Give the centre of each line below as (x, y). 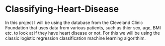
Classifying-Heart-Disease (62, 9)
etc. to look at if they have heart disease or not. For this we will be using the (82, 33)
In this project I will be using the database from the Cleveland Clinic (74, 23)
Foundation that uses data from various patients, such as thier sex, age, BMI (83, 27)
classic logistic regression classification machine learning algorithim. (75, 38)
